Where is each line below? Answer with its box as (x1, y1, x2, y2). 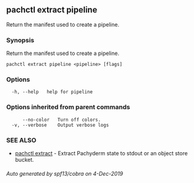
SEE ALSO (6, 136, 37, 144)
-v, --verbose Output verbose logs (11, 122, 110, 128)
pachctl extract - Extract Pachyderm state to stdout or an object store (14, 150, 188, 156)
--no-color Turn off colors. (22, 117, 101, 123)
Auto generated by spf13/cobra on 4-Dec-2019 (6, 170, 124, 177)
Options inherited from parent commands (6, 103, 131, 111)
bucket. (14, 156, 34, 163)
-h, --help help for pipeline (11, 89, 93, 95)
